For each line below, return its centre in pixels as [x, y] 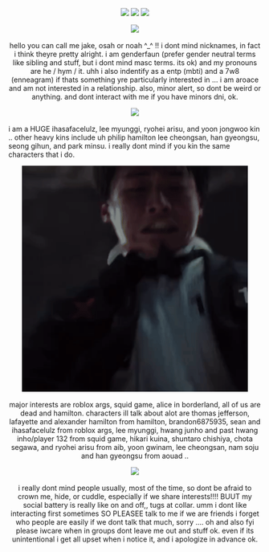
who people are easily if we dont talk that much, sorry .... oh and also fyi [135, 522]
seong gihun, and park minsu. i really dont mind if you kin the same [119, 146]
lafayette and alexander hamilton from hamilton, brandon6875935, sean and [135, 421]
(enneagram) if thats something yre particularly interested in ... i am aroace [135, 80]
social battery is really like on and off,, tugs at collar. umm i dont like [135, 505]
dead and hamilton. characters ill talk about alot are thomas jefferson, [135, 413]
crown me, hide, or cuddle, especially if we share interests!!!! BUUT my [135, 497]
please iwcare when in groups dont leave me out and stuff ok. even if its [135, 531]
